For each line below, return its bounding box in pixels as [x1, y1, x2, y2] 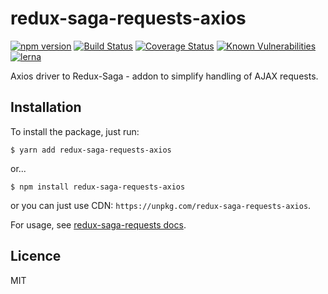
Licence [10, 248, 62, 265]
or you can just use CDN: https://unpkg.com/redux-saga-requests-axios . [10, 199, 312, 211]
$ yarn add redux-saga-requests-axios [10, 145, 172, 155]
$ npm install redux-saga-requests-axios [10, 182, 186, 192]
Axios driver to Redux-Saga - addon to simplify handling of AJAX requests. [10, 70, 319, 82]
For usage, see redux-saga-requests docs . [10, 218, 187, 231]
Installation [10, 99, 82, 116]
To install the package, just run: [10, 125, 140, 137]
